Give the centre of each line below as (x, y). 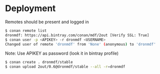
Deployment (30, 8)
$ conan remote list (26, 30)
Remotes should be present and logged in (47, 22)
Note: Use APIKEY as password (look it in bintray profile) (62, 53)
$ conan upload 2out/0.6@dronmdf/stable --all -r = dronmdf (65, 67)
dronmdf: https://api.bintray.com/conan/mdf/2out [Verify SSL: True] (77, 35)
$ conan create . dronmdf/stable (39, 62)
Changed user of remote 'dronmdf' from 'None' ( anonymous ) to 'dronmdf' (80, 44)
